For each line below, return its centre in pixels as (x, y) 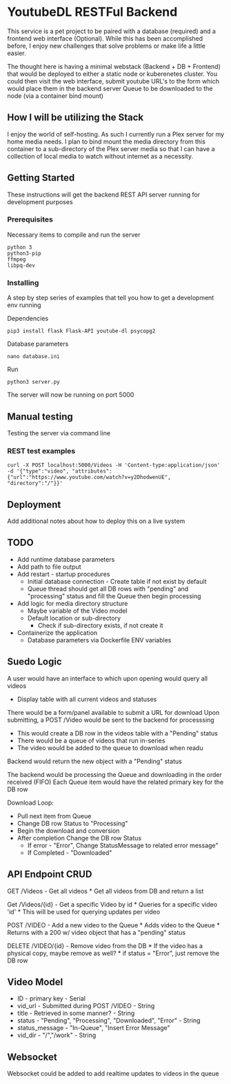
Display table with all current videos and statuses (87, 699)
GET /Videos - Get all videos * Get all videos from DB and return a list (106, 891)
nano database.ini (33, 357)
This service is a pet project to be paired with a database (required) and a (111, 31)
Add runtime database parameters (66, 559)
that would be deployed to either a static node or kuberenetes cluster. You (112, 74)
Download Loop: (30, 802)
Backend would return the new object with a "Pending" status (95, 761)
